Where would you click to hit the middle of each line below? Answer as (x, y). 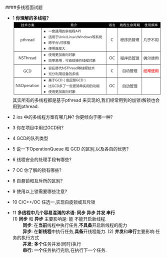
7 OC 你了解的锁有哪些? (37, 170)
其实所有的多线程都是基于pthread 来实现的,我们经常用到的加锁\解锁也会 (86, 100)
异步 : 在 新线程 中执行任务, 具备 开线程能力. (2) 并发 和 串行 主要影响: (89, 231)
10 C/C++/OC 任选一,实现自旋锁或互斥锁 (54, 202)
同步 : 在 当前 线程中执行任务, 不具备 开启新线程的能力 (75, 225)
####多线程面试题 (24, 7)
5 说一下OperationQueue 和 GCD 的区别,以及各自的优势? (70, 148)
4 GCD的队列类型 (30, 138)
